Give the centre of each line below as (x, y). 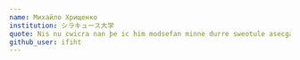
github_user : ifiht (46, 42)
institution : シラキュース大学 (62, 26)
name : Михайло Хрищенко (54, 17)
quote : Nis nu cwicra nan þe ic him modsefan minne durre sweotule (137, 34)
